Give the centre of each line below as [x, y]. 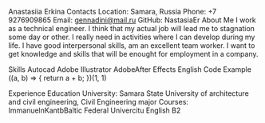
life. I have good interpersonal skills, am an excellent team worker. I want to [132, 46]
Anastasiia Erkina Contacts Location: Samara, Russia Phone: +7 [113, 12]
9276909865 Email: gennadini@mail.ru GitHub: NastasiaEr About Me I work [132, 20]
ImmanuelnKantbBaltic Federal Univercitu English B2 [95, 110]
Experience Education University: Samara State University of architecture [129, 93]
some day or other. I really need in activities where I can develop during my [132, 37]
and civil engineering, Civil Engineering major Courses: [99, 102]
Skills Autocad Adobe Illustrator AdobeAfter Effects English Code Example [130, 69]
